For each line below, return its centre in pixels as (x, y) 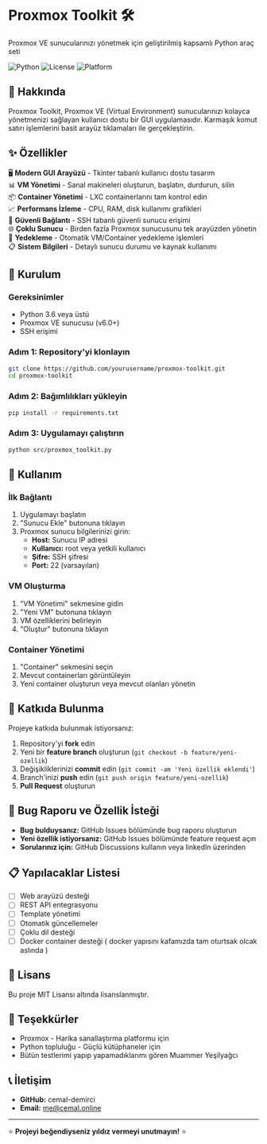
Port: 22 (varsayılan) (65, 566)
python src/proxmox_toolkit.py (60, 450)
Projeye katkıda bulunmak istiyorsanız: (71, 728)
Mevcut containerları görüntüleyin (75, 675)
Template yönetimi (50, 914)
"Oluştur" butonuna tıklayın (64, 629)
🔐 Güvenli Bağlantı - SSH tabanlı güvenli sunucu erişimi (99, 220)
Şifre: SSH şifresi (60, 557)
